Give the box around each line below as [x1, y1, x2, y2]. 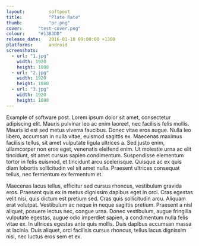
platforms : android [6, 42, 68, 48]
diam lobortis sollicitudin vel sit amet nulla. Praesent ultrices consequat [6, 164, 180, 172]
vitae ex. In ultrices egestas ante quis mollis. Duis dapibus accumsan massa [6, 220, 192, 227]
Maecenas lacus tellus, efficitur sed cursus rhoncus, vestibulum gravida [6, 182, 182, 189]
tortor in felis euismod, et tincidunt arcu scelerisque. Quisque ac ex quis [6, 158, 182, 165]
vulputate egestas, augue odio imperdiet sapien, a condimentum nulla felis [6, 214, 188, 221]
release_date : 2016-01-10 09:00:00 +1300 [6, 36, 116, 42]
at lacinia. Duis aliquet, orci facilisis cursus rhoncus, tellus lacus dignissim [6, 226, 187, 233]
